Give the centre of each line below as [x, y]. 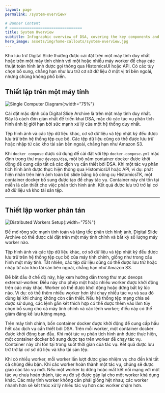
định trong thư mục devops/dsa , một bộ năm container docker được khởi [78, 159]
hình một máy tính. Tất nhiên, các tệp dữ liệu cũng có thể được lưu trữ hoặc [81, 262]
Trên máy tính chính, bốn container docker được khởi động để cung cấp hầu [82, 323]
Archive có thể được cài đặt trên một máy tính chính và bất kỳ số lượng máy [82, 237]
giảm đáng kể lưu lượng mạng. [36, 314]
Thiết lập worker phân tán [45, 210]
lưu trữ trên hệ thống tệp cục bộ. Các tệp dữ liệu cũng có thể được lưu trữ [79, 139]
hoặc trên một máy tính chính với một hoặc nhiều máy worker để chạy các [80, 61]
